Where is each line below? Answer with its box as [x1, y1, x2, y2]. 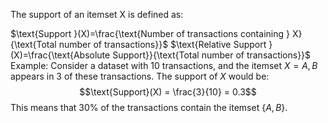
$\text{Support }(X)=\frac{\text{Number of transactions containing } [10, 28, 290, 39]
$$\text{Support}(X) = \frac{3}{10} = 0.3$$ [79, 86, 257, 98]
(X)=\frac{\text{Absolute [10, 49, 111, 61]
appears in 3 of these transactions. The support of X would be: [10, 70, 270, 82]
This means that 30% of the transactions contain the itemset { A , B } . [10, 102, 288, 113]
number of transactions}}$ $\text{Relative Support [58, 39, 267, 50]
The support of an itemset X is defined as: [10, 9, 184, 20]
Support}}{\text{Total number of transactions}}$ [112, 49, 312, 61]
